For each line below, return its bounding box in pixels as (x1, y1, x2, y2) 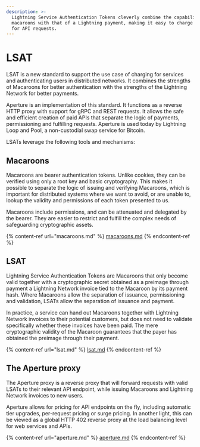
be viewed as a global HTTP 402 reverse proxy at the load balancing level (6, 416, 187, 423)
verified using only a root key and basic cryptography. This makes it (6, 178, 173, 185)
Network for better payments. (6, 90, 79, 97)
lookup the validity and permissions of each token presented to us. (6, 197, 170, 204)
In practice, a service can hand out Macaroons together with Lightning (6, 309, 179, 316)
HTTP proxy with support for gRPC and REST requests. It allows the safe (6, 108, 184, 115)
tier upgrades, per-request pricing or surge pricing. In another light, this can (6, 409, 192, 417)
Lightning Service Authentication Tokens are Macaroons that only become (6, 272, 189, 279)
